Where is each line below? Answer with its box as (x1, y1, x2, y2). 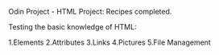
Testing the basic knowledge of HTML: (8, 22, 137, 31)
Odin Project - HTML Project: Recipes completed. (8, 7, 172, 16)
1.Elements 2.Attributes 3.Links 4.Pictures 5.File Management (8, 37, 211, 47)
